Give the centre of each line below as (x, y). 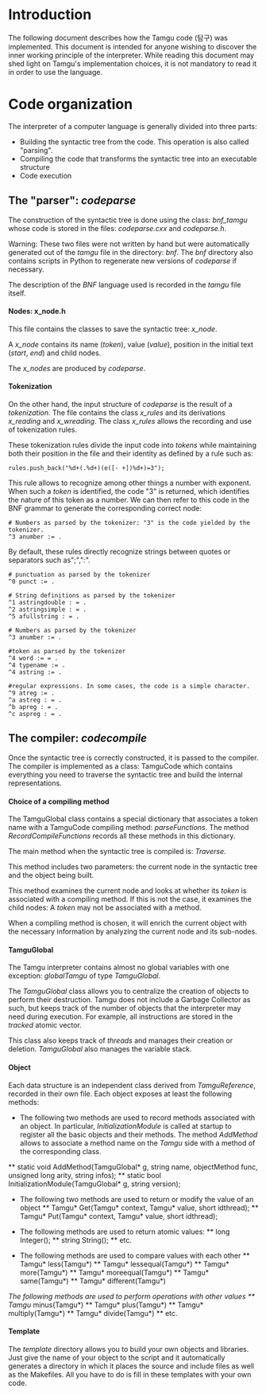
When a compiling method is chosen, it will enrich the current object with (128, 923)
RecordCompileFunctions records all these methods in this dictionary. (122, 836)
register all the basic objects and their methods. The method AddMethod (139, 1134)
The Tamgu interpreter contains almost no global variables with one (119, 967)
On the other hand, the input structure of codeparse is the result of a (120, 405)
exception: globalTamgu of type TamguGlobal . (85, 976)
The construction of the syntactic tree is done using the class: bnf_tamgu (128, 220)
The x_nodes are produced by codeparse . (77, 368)
